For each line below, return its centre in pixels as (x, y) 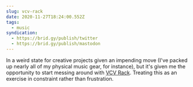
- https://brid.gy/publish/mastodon (56, 44)
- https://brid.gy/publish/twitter (55, 38)
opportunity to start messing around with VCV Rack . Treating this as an (92, 72)
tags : (13, 22)
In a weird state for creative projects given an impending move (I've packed (97, 60)
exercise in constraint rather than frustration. (60, 78)
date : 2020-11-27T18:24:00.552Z (45, 17)
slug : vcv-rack (25, 11)
